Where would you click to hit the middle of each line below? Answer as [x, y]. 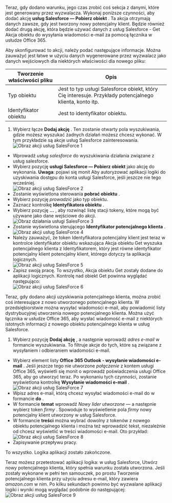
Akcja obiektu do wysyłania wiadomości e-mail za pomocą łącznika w [79, 35]
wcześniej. [24, 183]
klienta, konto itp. [79, 102]
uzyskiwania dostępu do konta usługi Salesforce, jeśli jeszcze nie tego [87, 177]
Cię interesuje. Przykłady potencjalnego [106, 95]
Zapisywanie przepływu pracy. [45, 442]
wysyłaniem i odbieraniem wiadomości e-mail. [61, 350]
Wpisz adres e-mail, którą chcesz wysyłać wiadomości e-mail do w [84, 393]
